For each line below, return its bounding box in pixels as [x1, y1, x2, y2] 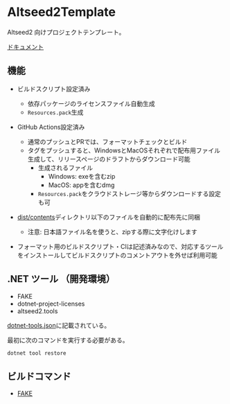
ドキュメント [7, 42, 44, 51]
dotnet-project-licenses [17, 299, 85, 308]
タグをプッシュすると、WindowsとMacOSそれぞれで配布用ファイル [27, 146, 220, 155]
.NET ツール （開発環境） [7, 273, 116, 285]
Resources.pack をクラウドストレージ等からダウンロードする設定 [37, 189, 222, 197]
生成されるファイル [37, 164, 94, 172]
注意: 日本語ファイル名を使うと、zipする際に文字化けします [27, 227, 197, 236]
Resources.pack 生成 [27, 108, 84, 116]
